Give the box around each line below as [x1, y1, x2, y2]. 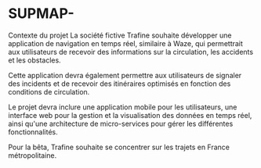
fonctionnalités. [8, 127, 59, 137]
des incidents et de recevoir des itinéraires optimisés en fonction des [8, 79, 231, 88]
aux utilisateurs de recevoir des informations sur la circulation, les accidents [8, 47, 253, 56]
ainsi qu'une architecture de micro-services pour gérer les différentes [8, 119, 234, 128]
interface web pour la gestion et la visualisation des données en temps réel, [8, 110, 252, 120]
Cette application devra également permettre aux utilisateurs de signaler [8, 70, 242, 80]
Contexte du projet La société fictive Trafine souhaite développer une [8, 30, 233, 40]
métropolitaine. [8, 150, 57, 160]
